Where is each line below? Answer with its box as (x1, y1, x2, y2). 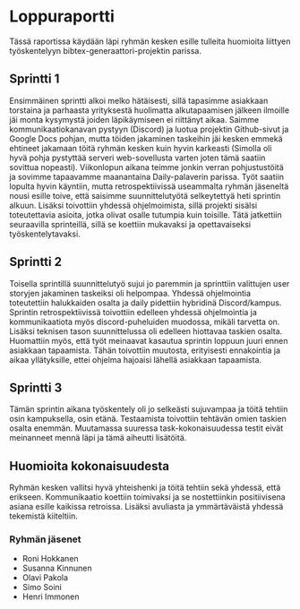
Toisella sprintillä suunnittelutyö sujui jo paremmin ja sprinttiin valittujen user (9, 278, 290, 288)
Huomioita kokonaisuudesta (9, 459, 170, 474)
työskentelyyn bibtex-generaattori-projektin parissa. (9, 45, 201, 56)
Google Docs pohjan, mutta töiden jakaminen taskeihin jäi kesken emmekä (9, 133, 284, 144)
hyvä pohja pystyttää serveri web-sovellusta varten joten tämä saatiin (9, 152, 266, 163)
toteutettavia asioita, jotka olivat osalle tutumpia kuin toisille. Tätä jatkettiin (9, 209, 282, 220)
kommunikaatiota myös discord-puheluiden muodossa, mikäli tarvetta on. (9, 316, 280, 327)
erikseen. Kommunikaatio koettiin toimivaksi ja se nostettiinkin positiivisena (9, 492, 286, 502)
